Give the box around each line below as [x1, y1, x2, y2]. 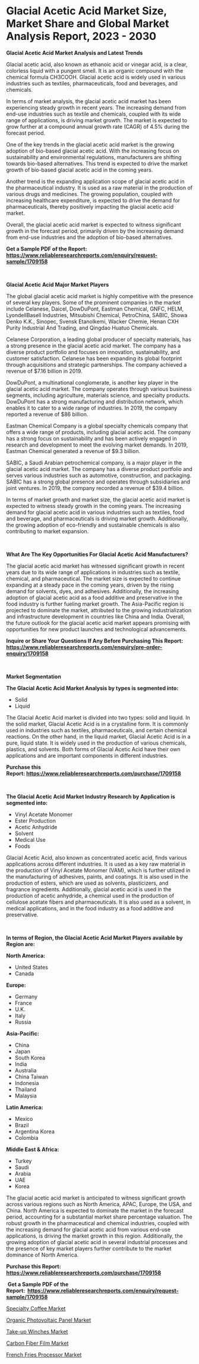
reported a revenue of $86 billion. [6, 410, 89, 418]
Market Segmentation [6, 672, 61, 680]
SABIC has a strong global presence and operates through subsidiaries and [6, 478, 191, 485]
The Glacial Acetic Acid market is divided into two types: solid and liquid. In [6, 714, 190, 721]
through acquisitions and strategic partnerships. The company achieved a [6, 361, 187, 368]
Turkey [14, 1157, 32, 1164]
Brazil [14, 1121, 29, 1129]
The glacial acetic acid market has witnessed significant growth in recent [6, 562, 185, 569]
